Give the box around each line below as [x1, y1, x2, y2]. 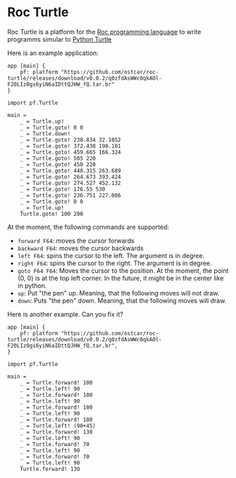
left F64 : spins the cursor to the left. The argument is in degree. [17, 251, 205, 259]
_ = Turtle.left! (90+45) [20, 422, 97, 429]
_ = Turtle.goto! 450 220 [20, 161, 97, 168]
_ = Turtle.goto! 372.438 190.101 [20, 142, 121, 149]
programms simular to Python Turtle [7, 35, 112, 43]
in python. [17, 281, 47, 290]
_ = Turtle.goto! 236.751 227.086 [20, 192, 121, 199]
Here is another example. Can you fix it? [7, 310, 123, 318]
